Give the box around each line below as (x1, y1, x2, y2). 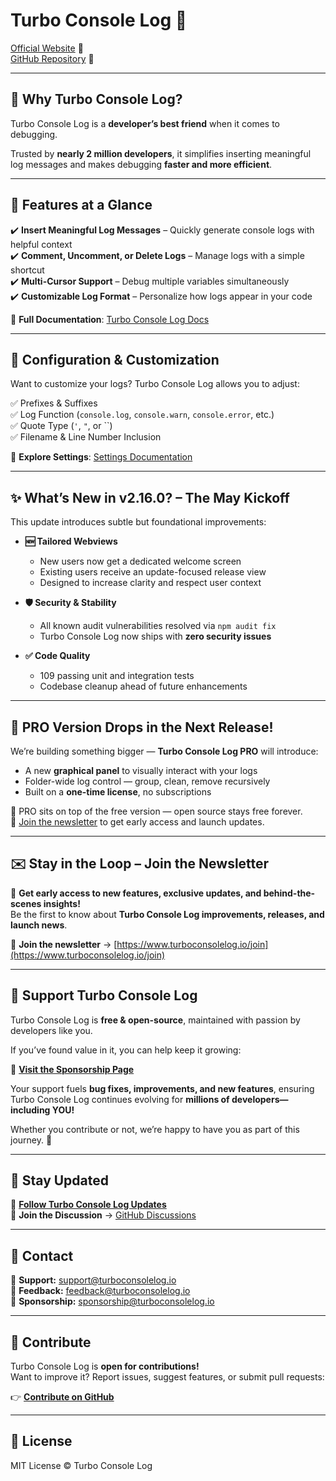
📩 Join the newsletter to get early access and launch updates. (10, 816, 265, 828)
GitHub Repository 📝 (10, 52, 95, 64)
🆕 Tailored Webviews (24, 535, 118, 548)
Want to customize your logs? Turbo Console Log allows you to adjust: (10, 378, 300, 390)
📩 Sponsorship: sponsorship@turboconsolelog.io (10, 1295, 215, 1308)
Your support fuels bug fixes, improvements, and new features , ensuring (10, 1082, 315, 1094)
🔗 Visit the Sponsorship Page (10, 1063, 135, 1075)
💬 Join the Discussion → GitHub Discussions (10, 1209, 197, 1221)
